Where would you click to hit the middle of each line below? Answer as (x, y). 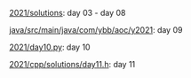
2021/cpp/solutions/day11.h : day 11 (72, 64)
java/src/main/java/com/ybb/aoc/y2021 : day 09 (96, 30)
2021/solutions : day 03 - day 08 (68, 13)
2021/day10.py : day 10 (50, 47)
